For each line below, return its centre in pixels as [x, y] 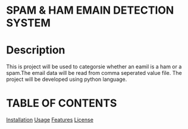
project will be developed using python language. [67, 79]
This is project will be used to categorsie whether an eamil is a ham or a [94, 67]
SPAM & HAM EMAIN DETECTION [90, 10]
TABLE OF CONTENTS [62, 103]
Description [36, 50]
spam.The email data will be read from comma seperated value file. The [94, 73]
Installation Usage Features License [50, 120]
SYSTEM [28, 23]
